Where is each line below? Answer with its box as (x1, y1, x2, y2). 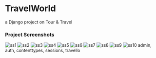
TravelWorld (5, 3, 56, 14)
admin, (137, 42, 152, 48)
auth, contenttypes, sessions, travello (5, 47, 80, 54)
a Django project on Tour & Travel (5, 19, 73, 25)
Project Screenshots (5, 31, 55, 38)
